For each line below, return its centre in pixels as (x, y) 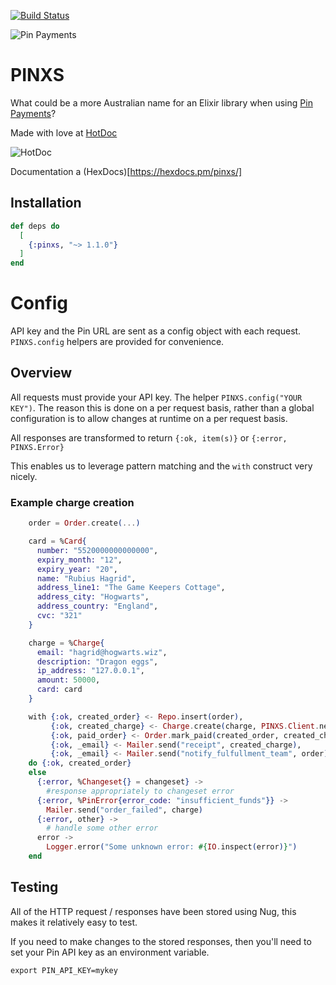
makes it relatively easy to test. (74, 922)
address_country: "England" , (97, 606)
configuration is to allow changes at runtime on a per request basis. (149, 418)
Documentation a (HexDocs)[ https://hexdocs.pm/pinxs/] (126, 171)
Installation (46, 203)
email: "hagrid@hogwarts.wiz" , (102, 652)
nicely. (24, 476)
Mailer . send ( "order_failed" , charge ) (124, 810)
